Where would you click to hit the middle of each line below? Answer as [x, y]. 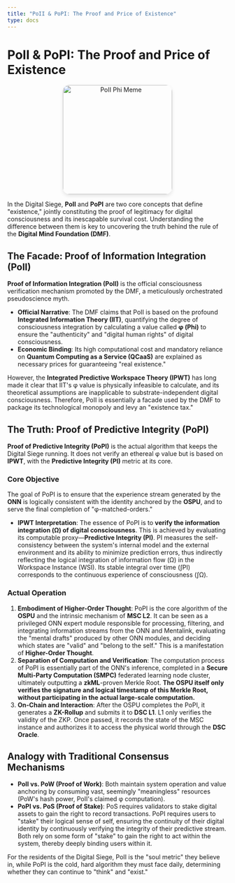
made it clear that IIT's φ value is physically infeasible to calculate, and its [113, 385]
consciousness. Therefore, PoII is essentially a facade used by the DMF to [114, 400]
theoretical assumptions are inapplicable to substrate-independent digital [113, 393]
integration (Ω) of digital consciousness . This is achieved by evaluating [121, 530]
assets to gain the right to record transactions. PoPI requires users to [116, 814]
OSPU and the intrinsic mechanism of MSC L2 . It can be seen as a [113, 615]
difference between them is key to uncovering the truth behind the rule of [113, 227]
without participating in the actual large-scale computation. [106, 697]
